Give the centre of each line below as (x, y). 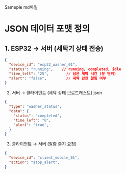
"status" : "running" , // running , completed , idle (65, 69)
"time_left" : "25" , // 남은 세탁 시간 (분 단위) (63, 74)
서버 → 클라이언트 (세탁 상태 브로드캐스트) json (57, 93)
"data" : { (19, 111)
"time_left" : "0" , (32, 120)
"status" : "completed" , (38, 116)
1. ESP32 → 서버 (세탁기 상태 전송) (54, 48)
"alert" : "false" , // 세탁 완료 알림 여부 (58, 78)
